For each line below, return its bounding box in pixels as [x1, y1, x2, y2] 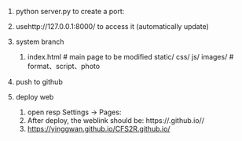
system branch [15, 37, 64, 46]
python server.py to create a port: [15, 7, 125, 16]
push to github [15, 78, 63, 86]
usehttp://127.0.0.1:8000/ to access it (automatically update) [15, 22, 210, 31]
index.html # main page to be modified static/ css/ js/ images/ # [27, 52, 234, 61]
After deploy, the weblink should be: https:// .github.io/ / [27, 116, 204, 125]
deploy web [15, 92, 54, 101]
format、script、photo [27, 62, 101, 70]
